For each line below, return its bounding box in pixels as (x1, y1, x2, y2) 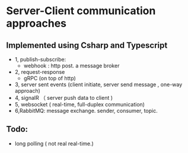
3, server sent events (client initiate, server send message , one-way (14, 81, 183, 88)
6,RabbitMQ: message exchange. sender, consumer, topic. (14, 108, 158, 114)
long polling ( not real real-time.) (14, 140, 94, 147)
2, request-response (14, 69, 65, 75)
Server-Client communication (6, 4, 156, 18)
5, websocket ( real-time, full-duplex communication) (14, 101, 145, 108)
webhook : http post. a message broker (23, 62, 120, 69)
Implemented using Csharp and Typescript (6, 40, 168, 50)
